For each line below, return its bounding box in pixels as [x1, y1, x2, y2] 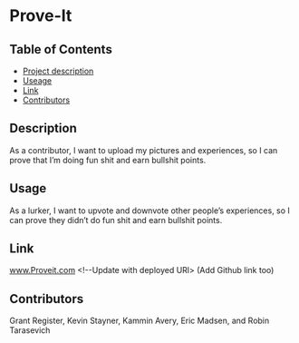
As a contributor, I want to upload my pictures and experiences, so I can [9, 144, 278, 155]
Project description [22, 65, 94, 76]
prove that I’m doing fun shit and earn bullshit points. [9, 154, 207, 165]
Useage [22, 75, 53, 86]
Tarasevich [9, 325, 51, 336]
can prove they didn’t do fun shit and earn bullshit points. [9, 214, 223, 225]
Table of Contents [9, 42, 113, 57]
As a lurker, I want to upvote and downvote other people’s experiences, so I [9, 205, 290, 216]
